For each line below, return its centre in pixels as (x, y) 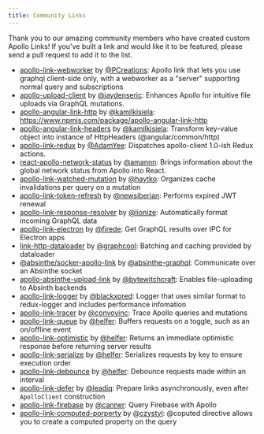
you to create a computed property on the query (98, 421)
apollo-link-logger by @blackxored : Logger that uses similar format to (132, 295)
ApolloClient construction (62, 396)
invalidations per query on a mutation (80, 187)
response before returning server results (86, 346)
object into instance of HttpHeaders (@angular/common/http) (120, 137)
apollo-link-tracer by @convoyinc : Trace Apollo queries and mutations (134, 313)
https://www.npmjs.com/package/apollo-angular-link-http (113, 120)
